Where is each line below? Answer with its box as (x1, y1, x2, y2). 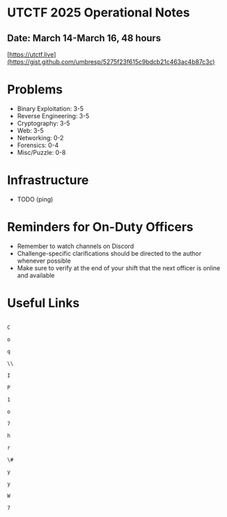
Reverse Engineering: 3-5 (16, 111, 90, 120)
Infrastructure (7, 173, 89, 188)
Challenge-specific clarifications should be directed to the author (16, 249, 202, 257)
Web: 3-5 (16, 126, 44, 135)
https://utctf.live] (9, 50, 56, 58)
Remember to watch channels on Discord (16, 242, 134, 250)
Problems (7, 82, 63, 98)
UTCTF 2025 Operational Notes (7, 5, 190, 21)
